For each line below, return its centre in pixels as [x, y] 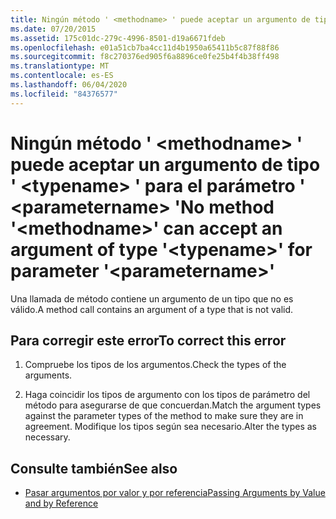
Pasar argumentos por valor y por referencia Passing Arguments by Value [175, 493]
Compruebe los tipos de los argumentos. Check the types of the [155, 365]
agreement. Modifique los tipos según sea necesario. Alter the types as [171, 427]
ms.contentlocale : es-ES [62, 76]
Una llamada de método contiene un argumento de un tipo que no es [152, 298]
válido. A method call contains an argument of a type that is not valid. [152, 309]
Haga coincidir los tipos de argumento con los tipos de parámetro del [167, 395]
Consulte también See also [94, 468]
